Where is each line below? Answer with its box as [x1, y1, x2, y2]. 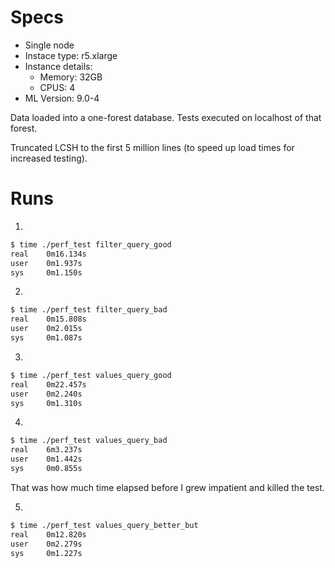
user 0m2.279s [10, 539, 83, 549]
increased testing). [10, 152, 88, 164]
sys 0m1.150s [10, 267, 83, 278]
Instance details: [24, 60, 93, 72]
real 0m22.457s [10, 379, 87, 390]
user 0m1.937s [10, 258, 83, 268]
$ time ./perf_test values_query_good [10, 370, 172, 380]
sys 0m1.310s [10, 398, 83, 408]
